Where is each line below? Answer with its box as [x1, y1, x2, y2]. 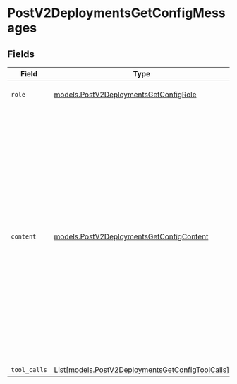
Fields [7, 48, 35, 60]
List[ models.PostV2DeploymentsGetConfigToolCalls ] [54, 365, 230, 375]
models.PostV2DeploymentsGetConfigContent [54, 232, 209, 241]
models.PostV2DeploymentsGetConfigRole [54, 90, 197, 100]
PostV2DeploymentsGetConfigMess [7, 5, 226, 21]
